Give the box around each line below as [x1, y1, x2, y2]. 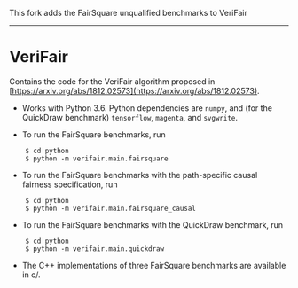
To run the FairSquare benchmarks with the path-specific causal [21, 169, 258, 180]
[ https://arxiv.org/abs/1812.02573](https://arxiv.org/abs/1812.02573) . [9, 85, 260, 96]
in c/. [21, 269, 41, 280]
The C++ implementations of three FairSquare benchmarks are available [21, 260, 286, 270]
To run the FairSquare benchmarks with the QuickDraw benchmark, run [21, 219, 284, 230]
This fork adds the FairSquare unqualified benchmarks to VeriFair [9, 8, 248, 18]
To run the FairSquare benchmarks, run [21, 128, 166, 140]
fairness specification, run [21, 179, 118, 190]
